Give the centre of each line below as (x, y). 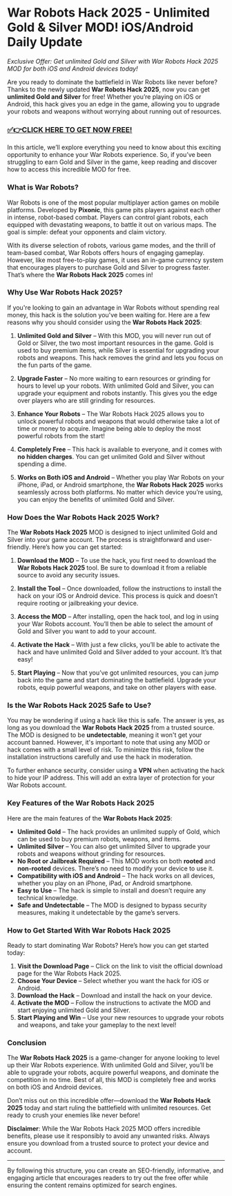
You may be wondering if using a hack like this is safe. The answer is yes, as (116, 720)
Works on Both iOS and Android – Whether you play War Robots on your (120, 477)
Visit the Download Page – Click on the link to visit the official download (120, 966)
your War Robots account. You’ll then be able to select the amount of (115, 624)
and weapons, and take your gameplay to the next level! (97, 1025)
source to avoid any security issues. (68, 575)
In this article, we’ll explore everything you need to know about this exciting (114, 147)
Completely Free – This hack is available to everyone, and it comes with (119, 449)
